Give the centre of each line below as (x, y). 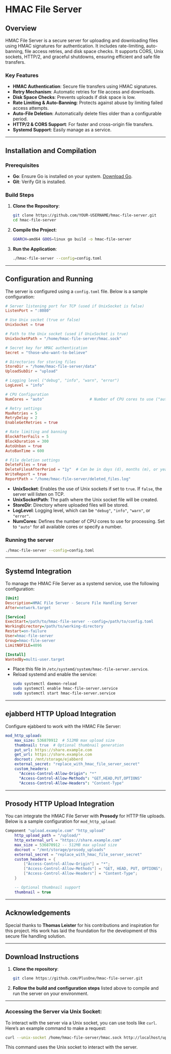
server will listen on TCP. (39, 494)
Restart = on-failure (26, 631)
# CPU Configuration (27, 394)
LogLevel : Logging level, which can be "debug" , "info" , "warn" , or (81, 510)
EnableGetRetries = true (32, 423)
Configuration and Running (49, 279)
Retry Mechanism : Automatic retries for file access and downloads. (84, 92)
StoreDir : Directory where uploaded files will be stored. (70, 505)
